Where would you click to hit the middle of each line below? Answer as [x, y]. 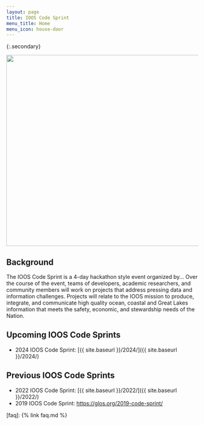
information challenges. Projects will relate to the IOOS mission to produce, [100, 297]
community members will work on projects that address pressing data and [100, 290]
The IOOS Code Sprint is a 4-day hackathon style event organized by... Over [102, 277]
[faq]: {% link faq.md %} [37, 415]
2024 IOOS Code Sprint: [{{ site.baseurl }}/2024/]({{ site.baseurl [96, 350]
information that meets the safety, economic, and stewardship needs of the [100, 309]
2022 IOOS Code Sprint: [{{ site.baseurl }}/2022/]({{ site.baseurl [96, 390]
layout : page [23, 12]
